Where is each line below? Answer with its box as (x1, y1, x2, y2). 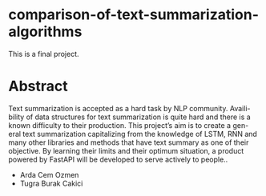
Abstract (8, 78, 68, 95)
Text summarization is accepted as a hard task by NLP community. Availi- (8, 103, 251, 113)
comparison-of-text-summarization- (8, 6, 259, 24)
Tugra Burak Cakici (19, 178, 83, 188)
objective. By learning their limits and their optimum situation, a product (8, 146, 244, 155)
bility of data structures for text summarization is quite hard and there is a (8, 112, 251, 122)
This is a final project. (8, 49, 79, 58)
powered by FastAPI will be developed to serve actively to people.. (8, 154, 228, 164)
